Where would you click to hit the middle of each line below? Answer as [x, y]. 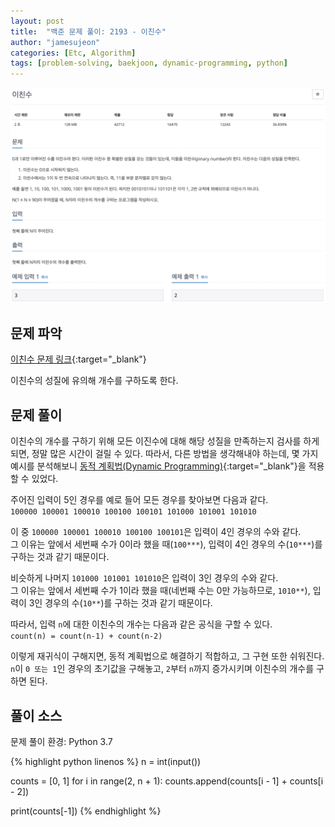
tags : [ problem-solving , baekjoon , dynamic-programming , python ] [149, 63]
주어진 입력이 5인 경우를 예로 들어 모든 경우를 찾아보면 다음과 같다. [139, 500]
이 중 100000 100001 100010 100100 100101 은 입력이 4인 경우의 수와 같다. [156, 532]
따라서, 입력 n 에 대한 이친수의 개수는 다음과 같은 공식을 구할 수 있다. [141, 624]
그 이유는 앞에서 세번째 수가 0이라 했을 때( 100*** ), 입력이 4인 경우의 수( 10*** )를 [166, 544]
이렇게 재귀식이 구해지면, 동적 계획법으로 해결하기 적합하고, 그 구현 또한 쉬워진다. [167, 656]
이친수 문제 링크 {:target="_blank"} [78, 359]
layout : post [37, 21]
